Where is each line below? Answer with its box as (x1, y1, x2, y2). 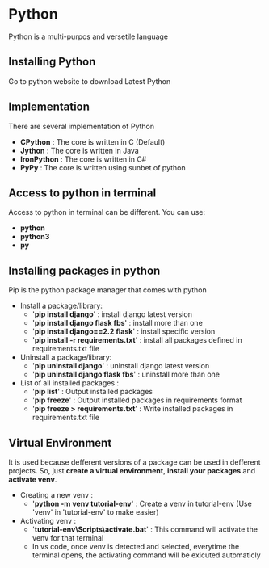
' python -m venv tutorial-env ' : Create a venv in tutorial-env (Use (32, 499, 252, 508)
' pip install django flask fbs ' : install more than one (32, 318, 204, 328)
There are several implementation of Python (8, 121, 155, 131)
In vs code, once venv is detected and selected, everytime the (32, 542, 240, 551)
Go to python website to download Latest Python (8, 76, 171, 86)
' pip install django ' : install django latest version (32, 309, 192, 319)
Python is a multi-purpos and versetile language (8, 32, 168, 41)
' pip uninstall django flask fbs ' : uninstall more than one (32, 369, 221, 380)
